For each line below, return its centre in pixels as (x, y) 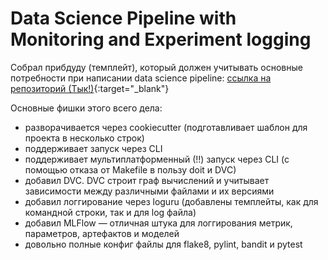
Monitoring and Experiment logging (161, 39)
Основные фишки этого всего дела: (86, 108)
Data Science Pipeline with (123, 18)
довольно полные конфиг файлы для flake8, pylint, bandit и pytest (163, 244)
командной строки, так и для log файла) (110, 212)
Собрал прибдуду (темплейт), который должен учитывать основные (156, 67)
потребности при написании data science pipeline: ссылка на (141, 78)
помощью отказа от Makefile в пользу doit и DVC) (130, 169)
